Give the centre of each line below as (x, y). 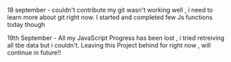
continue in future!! (34, 52)
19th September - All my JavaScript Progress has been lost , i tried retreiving (116, 38)
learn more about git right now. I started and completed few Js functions (110, 17)
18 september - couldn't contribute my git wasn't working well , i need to (110, 10)
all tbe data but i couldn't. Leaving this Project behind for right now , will (109, 45)
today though (26, 24)
